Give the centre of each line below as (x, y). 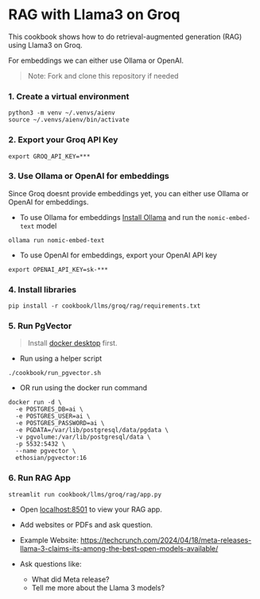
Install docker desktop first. (72, 343)
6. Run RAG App (40, 478)
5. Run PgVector (40, 326)
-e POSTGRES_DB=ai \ (49, 410)
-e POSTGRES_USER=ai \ (53, 416)
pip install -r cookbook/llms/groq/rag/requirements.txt (105, 306)
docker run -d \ (35, 403)
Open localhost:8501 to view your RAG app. (91, 509)
